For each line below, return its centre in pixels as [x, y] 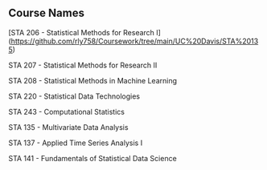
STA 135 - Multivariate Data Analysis [68, 127]
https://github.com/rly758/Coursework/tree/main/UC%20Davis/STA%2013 [135, 41]
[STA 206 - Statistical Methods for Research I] [84, 32]
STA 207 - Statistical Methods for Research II [83, 65]
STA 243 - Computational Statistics [66, 111]
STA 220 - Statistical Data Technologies [74, 96]
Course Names [46, 13]
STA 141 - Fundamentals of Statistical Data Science [92, 158]
